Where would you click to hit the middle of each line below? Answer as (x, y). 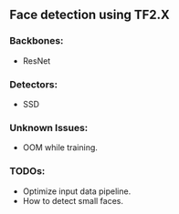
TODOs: (27, 171)
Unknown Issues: (49, 127)
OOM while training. (60, 148)
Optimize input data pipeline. (77, 191)
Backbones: (37, 41)
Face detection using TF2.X (90, 15)
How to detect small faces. (73, 200)
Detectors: (33, 84)
